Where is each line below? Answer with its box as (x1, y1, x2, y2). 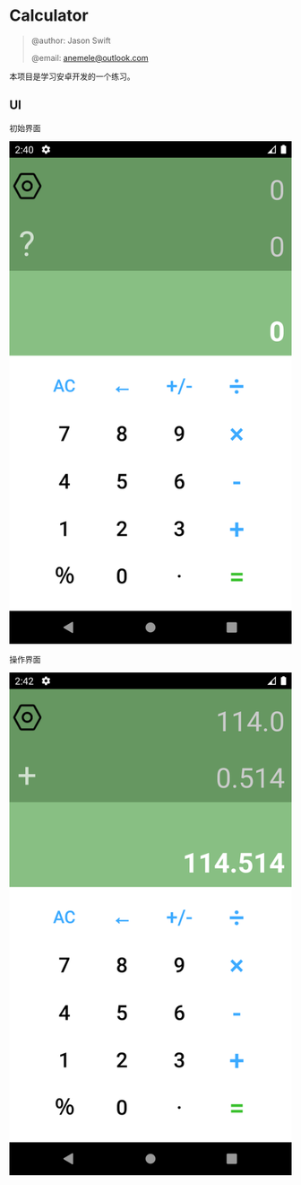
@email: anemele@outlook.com (30, 52, 149, 63)
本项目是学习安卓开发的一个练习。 (9, 71, 135, 82)
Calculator (9, 5, 89, 26)
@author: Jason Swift (30, 35, 111, 46)
